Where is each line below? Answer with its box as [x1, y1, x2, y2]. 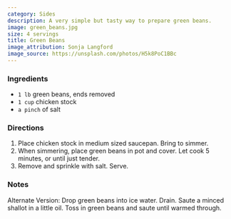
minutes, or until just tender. [17, 154, 101, 163]
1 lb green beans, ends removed [17, 90, 115, 98]
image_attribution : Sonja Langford [7, 44, 113, 51]
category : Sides [7, 10, 56, 18]
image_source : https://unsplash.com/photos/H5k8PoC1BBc [7, 51, 177, 58]
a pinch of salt [17, 105, 61, 114]
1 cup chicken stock [17, 98, 77, 106]
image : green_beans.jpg [7, 24, 78, 31]
